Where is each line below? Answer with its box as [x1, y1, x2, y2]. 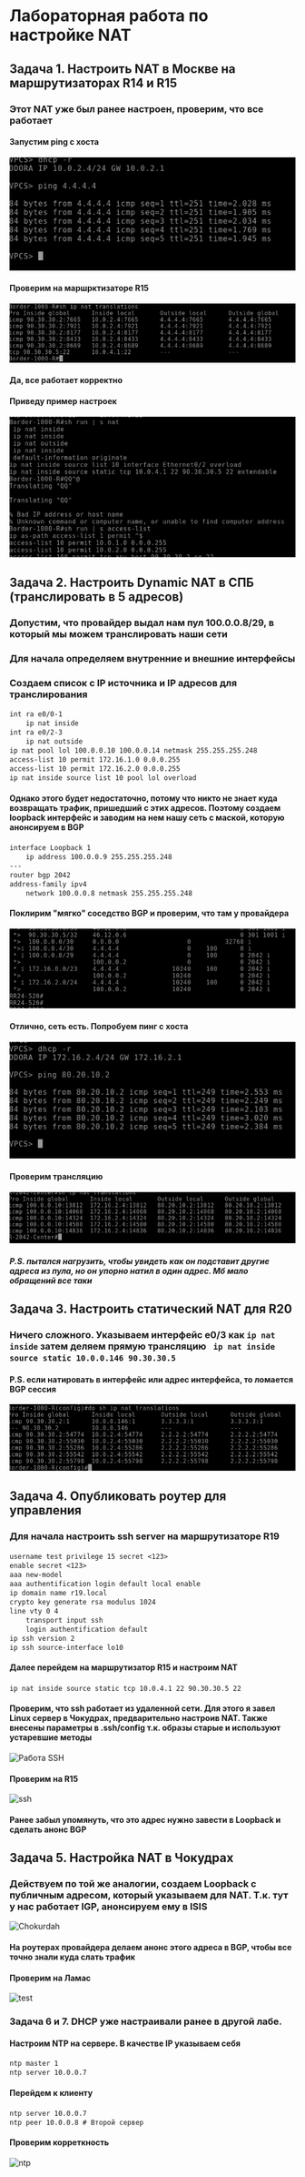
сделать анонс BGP [9, 1824, 87, 1835]
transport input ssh [25, 1615, 103, 1625]
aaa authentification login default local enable [9, 1579, 202, 1588]
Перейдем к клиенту [9, 2087, 93, 2098]
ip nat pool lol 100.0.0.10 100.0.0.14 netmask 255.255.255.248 [9, 746, 258, 755]
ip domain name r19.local [9, 1588, 107, 1597]
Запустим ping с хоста [9, 137, 100, 147]
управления [9, 1503, 82, 1518]
